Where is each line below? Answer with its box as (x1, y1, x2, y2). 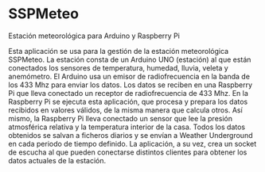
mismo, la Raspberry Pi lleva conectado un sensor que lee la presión (8, 113, 233, 123)
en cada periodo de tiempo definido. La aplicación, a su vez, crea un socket (8, 139, 257, 148)
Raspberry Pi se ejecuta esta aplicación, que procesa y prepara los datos (8, 97, 248, 106)
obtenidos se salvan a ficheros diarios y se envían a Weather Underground (8, 130, 253, 140)
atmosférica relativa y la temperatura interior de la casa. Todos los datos (8, 122, 245, 132)
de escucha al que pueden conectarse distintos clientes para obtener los (8, 147, 247, 157)
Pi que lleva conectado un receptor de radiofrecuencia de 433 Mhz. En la (8, 88, 249, 97)
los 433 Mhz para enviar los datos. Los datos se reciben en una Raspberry (8, 80, 253, 90)
